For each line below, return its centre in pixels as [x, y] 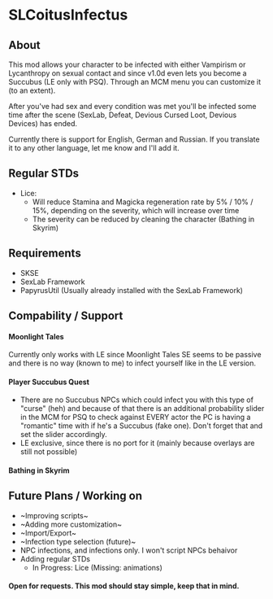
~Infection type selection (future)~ [78, 541]
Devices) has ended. [43, 123]
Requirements [45, 254]
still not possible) [49, 452]
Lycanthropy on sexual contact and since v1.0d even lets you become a [128, 73]
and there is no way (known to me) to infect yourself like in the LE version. [132, 363]
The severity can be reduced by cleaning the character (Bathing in [143, 219]
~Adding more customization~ [71, 524]
